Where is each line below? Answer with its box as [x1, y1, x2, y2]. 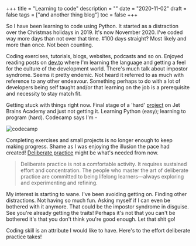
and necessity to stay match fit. [6, 90, 82, 97]
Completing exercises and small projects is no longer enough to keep [6, 137, 173, 143]
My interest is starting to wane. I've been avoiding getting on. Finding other [6, 191, 187, 197]
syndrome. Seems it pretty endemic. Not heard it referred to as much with [6, 72, 184, 78]
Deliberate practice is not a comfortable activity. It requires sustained [20, 161, 187, 167]
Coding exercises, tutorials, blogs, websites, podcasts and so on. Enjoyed [6, 53, 184, 59]
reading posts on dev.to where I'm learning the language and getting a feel [6, 59, 186, 66]
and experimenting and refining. [20, 179, 98, 186]
